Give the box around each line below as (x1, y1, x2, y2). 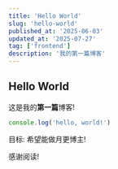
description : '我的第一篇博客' (8, 50, 106, 58)
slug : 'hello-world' (8, 19, 79, 28)
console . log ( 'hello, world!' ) (8, 119, 111, 127)
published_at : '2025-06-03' (8, 27, 104, 35)
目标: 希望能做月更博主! (8, 134, 86, 144)
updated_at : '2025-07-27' (8, 34, 96, 43)
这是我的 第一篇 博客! (8, 102, 76, 112)
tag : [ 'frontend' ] (8, 42, 71, 50)
